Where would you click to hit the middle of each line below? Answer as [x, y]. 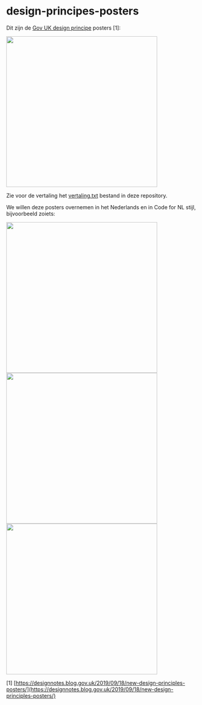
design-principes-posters [73, 11]
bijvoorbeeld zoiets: [31, 213]
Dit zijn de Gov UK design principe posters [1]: [64, 28]
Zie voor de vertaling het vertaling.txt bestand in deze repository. [87, 195]
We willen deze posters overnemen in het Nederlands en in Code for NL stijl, [101, 207]
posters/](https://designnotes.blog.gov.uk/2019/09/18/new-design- [90, 689]
